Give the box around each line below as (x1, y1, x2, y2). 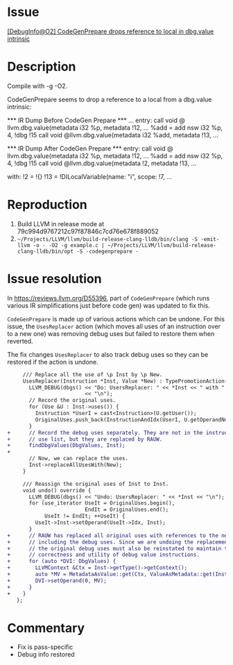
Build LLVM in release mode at (17, 219, 105, 228)
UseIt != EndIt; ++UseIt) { (44, 513, 126, 520)
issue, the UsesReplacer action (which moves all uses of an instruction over (7, 322, 221, 330)
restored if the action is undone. (7, 357, 98, 366)
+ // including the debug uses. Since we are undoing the (7, 539, 194, 546)
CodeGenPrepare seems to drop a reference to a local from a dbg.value (7, 95, 212, 103)
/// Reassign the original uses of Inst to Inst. (22, 480, 169, 487)
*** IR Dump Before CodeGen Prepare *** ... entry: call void (7, 116, 178, 124)
